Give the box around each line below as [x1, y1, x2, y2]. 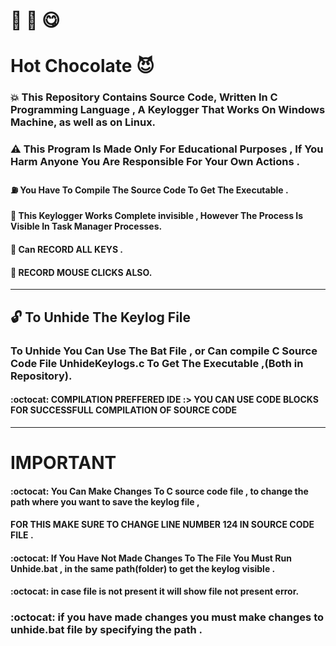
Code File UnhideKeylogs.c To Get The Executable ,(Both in [10, 356, 304, 370]
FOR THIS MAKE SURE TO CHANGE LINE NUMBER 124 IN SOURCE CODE [10, 519, 315, 531]
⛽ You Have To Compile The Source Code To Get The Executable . [10, 184, 289, 196]
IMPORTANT [10, 451, 117, 474]
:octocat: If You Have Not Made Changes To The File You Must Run [10, 552, 292, 564]
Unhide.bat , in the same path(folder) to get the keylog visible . [10, 562, 276, 574]
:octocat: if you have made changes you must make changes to [10, 610, 324, 624]
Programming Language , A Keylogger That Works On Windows [10, 103, 326, 117]
